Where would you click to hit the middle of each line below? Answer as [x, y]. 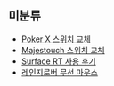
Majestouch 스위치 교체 [63, 50]
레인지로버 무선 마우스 [60, 72]
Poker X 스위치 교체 [56, 39]
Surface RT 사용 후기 [58, 61]
